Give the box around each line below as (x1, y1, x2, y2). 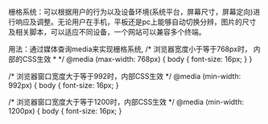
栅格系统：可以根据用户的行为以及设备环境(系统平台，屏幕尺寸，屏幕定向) (8, 7, 254, 16)
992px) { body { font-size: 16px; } (8, 81, 119, 90)
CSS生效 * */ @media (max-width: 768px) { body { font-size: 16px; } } (22, 55, 253, 64)
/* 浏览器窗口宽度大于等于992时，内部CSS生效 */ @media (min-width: (8, 72, 241, 81)
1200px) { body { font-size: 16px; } (8, 106, 122, 115)
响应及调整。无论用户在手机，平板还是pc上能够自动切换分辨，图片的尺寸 (14, 17, 257, 27)
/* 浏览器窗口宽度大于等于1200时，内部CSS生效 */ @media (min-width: (8, 97, 244, 106)
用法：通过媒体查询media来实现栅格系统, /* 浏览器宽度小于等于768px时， (8, 44, 252, 54)
